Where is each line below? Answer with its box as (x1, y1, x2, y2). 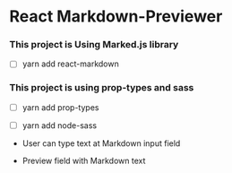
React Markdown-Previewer (9, 6, 223, 27)
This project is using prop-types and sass (9, 82, 194, 94)
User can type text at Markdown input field (21, 137, 181, 149)
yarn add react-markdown (21, 58, 119, 69)
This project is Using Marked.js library (9, 39, 179, 51)
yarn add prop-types (21, 101, 99, 113)
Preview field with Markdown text (21, 155, 146, 166)
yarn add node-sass (21, 119, 97, 131)
